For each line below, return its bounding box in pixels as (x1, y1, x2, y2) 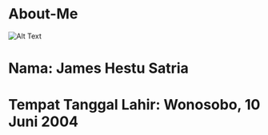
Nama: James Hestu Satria (8, 59, 190, 77)
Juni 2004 (8, 113, 78, 131)
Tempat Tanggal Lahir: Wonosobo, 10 (8, 96, 261, 114)
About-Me (8, 5, 78, 23)
